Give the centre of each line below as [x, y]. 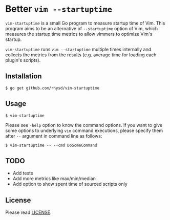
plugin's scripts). [23, 60]
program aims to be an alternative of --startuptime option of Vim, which [81, 28]
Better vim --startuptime [59, 9]
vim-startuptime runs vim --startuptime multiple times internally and [78, 49]
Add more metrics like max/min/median [54, 179]
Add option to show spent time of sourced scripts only [70, 184]
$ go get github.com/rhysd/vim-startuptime [52, 88]
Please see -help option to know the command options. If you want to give [84, 125]
